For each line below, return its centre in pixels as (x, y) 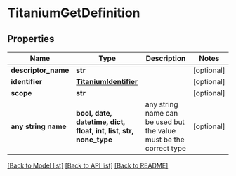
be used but (165, 122)
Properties (31, 39)
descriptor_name (40, 70)
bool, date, (94, 113)
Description (166, 59)
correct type (165, 148)
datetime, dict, (101, 122)
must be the (165, 140)
